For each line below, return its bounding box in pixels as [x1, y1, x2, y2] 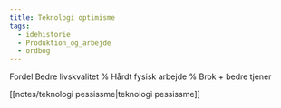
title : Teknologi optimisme [9, 13, 116, 22]
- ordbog [17, 47, 51, 56]
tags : [9, 22, 30, 31]
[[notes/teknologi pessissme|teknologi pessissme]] [9, 89, 201, 100]
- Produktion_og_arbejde [17, 38, 111, 48]
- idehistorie [17, 30, 71, 39]
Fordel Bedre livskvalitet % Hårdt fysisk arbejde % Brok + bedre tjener [9, 71, 272, 82]
